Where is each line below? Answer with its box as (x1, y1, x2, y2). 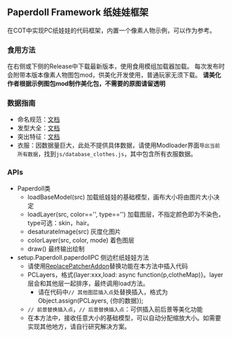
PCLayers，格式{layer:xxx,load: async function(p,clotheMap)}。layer (27, 270, 224, 278)
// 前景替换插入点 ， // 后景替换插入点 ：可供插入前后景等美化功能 (27, 305, 204, 313)
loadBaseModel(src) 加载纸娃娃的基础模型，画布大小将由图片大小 (27, 193, 214, 201)
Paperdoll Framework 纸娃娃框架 (7, 6, 149, 19)
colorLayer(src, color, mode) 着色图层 (27, 235, 135, 244)
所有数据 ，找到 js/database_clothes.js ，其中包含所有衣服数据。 (17, 150, 197, 158)
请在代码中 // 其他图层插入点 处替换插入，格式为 (37, 287, 168, 296)
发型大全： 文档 (17, 124, 60, 133)
